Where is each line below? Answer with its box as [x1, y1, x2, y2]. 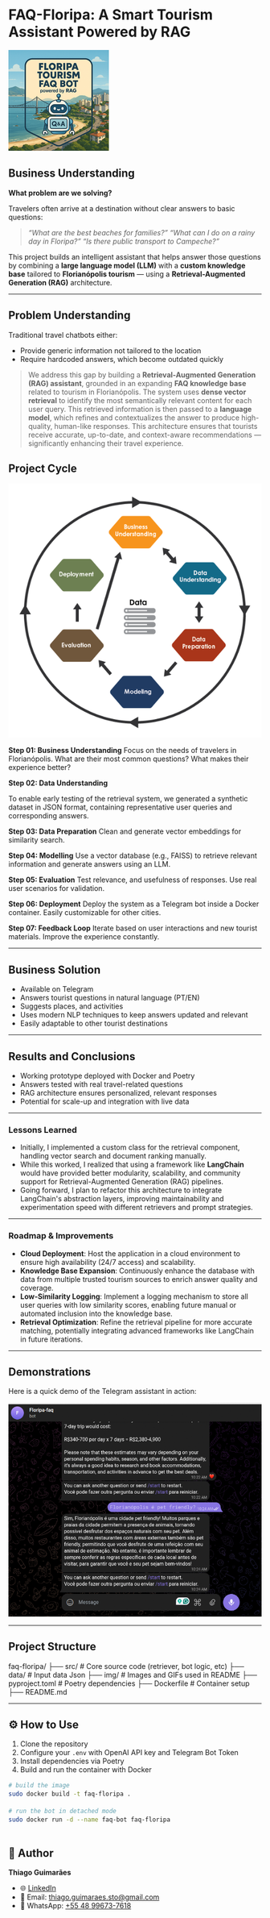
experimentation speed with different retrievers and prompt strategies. [19, 1203, 253, 1213]
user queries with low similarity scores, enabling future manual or [19, 1300, 237, 1309]
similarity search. [8, 835, 66, 845]
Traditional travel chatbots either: [8, 330, 118, 339]
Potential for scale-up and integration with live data [19, 1096, 190, 1106]
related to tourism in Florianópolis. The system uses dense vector [27, 387, 247, 397]
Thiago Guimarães [8, 1868, 72, 1878]
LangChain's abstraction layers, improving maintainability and [19, 1194, 224, 1204]
